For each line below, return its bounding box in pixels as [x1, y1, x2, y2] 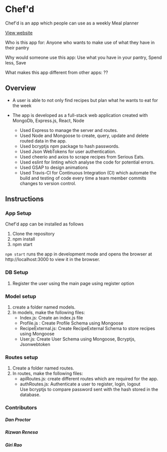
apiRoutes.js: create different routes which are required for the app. [19, 376, 159, 382]
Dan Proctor [5, 416, 31, 422]
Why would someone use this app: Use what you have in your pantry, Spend [5, 54, 162, 60]
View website [5, 29, 33, 35]
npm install [12, 236, 35, 242]
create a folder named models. [12, 304, 76, 310]
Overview [5, 84, 36, 92]
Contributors [5, 404, 37, 411]
